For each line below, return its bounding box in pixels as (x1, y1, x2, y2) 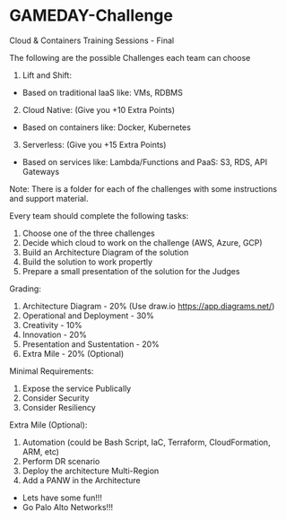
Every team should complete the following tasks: (9, 210, 189, 221)
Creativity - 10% (22, 319, 82, 330)
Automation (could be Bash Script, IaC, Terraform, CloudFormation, (22, 437, 271, 447)
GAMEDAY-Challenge (9, 5, 173, 26)
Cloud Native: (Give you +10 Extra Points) (22, 104, 176, 115)
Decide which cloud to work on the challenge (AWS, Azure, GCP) (22, 237, 263, 247)
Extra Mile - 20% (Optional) (22, 348, 125, 359)
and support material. (9, 193, 89, 204)
